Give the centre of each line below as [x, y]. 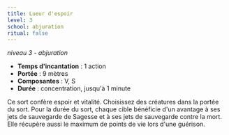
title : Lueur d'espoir [40, 14]
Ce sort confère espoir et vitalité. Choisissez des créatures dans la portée [113, 102]
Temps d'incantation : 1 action [62, 66]
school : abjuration [36, 26]
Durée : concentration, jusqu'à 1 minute [74, 88]
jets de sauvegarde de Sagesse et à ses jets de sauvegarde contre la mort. [114, 117]
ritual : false [28, 33]
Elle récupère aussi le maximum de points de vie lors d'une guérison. [106, 124]
